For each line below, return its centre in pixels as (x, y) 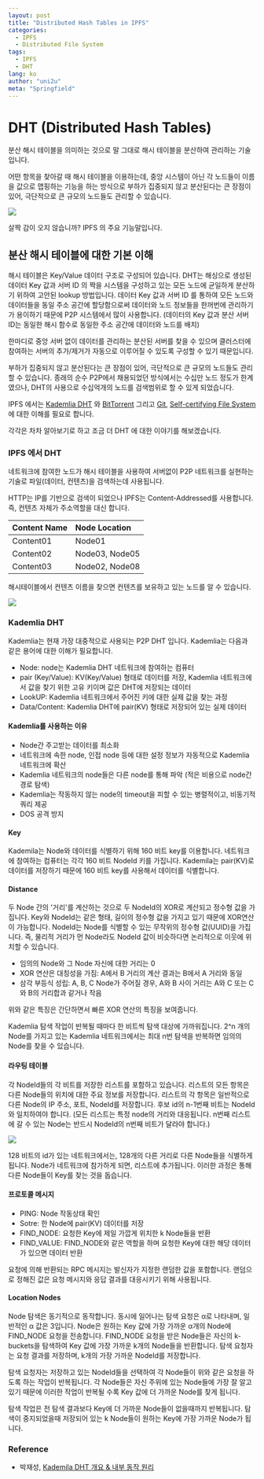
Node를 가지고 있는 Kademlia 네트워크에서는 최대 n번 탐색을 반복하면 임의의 (125, 1036)
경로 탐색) (35, 784)
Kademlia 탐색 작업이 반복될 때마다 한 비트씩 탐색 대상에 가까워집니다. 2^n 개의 (129, 1026)
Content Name (40, 528)
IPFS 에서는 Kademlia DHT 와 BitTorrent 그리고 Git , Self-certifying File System (132, 404)
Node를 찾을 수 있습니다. (46, 1046)
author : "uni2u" (35, 81)
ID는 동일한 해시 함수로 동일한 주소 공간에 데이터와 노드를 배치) (104, 325)
